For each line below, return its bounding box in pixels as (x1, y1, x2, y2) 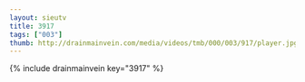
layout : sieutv (9, 13, 67, 23)
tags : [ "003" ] (9, 30, 64, 39)
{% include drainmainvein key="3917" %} (9, 63, 164, 74)
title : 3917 (9, 22, 54, 31)
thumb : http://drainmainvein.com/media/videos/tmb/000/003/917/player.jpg (9, 38, 299, 48)
